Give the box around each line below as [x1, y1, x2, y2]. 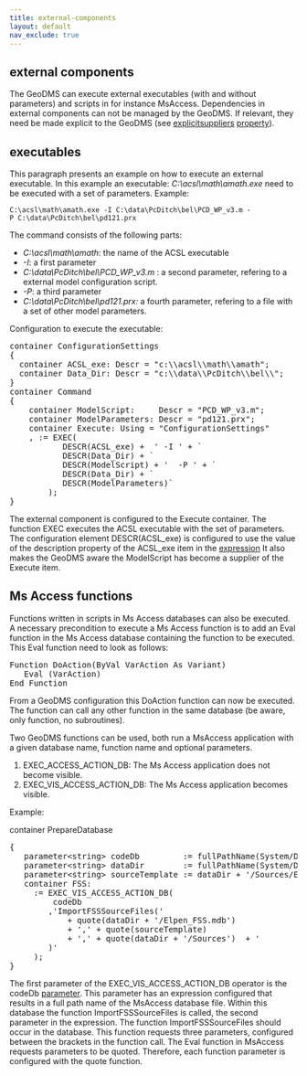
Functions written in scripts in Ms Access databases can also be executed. [9, 613, 291, 623]
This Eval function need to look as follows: [9, 642, 169, 653]
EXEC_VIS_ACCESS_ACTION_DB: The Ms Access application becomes [22, 779, 289, 790]
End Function [9, 677, 69, 688]
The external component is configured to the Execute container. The [9, 514, 267, 524]
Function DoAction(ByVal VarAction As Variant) [9, 659, 227, 670]
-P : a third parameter [22, 286, 102, 297]
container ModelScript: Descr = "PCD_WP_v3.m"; [28, 405, 265, 415]
